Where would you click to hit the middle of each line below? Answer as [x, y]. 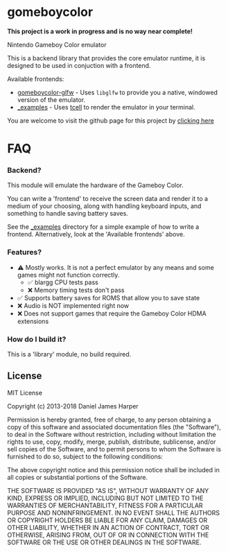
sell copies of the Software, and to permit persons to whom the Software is [114, 449]
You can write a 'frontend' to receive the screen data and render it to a [108, 199]
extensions [33, 321]
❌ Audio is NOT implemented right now [73, 305]
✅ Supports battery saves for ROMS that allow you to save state [108, 297]
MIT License [25, 393]
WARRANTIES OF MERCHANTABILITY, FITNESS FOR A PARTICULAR [105, 505]
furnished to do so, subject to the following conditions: [85, 456]
